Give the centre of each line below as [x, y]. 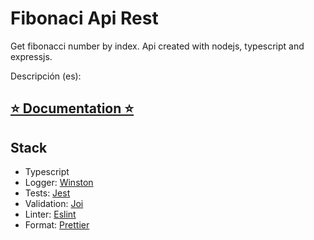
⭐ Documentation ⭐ [72, 108]
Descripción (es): [46, 76]
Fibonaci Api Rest [84, 18]
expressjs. [31, 56]
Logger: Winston [59, 183]
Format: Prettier [57, 225]
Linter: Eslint [50, 214]
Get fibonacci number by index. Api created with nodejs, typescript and [157, 46]
